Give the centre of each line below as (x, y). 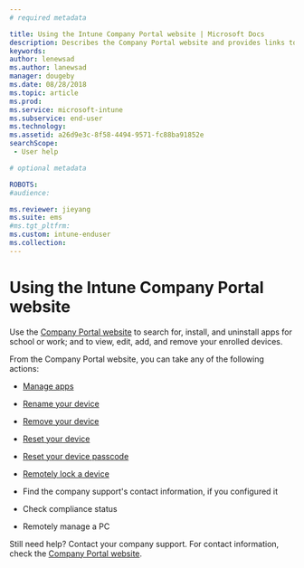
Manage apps (48, 386)
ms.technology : (38, 127)
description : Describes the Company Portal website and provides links (147, 43)
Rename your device (61, 403)
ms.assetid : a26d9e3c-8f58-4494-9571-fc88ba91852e (107, 135)
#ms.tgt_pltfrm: (40, 226)
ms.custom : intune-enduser (60, 235)
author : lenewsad (42, 60)
